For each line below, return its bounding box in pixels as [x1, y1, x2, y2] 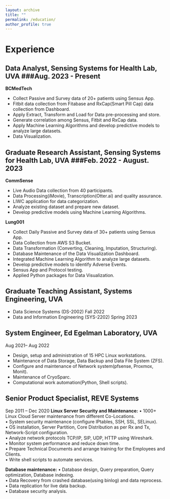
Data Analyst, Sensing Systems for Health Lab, [5, 64, 157, 72]
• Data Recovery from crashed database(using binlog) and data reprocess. [5, 477, 163, 483]
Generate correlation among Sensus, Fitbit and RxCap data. [12, 117, 138, 123]
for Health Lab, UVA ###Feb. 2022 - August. [5, 156, 149, 165]
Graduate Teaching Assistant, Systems [5, 287, 132, 296]
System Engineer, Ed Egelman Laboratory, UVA [5, 329, 158, 337]
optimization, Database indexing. [5, 471, 75, 478]
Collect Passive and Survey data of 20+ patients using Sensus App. [12, 95, 155, 102]
